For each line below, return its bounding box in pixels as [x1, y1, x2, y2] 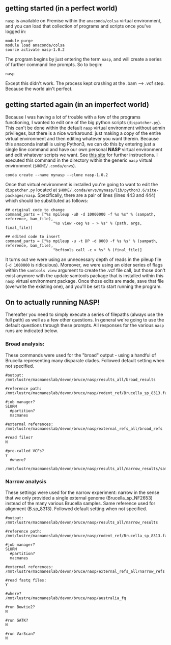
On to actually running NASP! [5, 298, 100, 307]
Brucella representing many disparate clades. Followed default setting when [5, 357, 164, 363]
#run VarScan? [5, 631, 36, 636]
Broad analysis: [5, 340, 45, 347]
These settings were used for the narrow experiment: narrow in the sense [5, 489, 160, 495]
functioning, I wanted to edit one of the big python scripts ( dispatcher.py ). [5, 119, 161, 125]
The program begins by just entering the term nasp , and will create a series [5, 56, 162, 62]
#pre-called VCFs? [5, 448, 44, 453]
